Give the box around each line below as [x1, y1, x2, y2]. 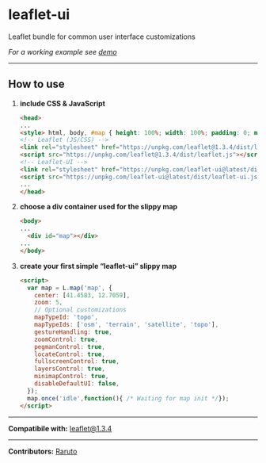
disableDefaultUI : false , [34, 380, 120, 388]
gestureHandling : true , [34, 327, 112, 336]
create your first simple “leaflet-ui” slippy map [19, 261, 177, 270]
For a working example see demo [8, 47, 117, 56]
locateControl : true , [34, 350, 105, 358]
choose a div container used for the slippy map [19, 202, 178, 212]
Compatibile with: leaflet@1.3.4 [8, 423, 112, 433]
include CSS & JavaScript [19, 98, 105, 108]
